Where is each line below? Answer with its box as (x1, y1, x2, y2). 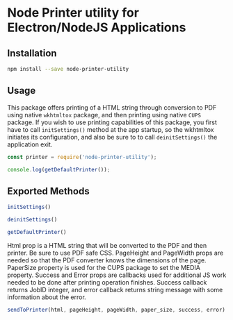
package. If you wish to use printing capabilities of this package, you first (7, 118, 218, 126)
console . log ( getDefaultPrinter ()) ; (7, 166, 111, 173)
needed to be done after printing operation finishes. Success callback (7, 278, 207, 286)
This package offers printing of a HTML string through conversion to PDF (7, 103, 217, 112)
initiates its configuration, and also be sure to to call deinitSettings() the (7, 133, 218, 141)
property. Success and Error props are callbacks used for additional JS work (7, 271, 227, 279)
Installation (7, 47, 57, 59)
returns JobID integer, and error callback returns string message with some (7, 285, 223, 294)
